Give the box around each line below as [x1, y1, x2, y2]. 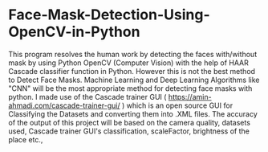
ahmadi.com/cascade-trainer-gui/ [8, 101, 120, 110]
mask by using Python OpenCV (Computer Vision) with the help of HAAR [8, 58, 249, 68]
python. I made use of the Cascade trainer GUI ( [8, 92, 167, 101]
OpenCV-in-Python [8, 23, 140, 41]
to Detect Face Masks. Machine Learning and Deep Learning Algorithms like [8, 75, 260, 84]
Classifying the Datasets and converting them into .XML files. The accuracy [8, 109, 258, 118]
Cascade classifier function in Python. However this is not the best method [8, 66, 255, 76]
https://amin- [168, 92, 212, 101]
